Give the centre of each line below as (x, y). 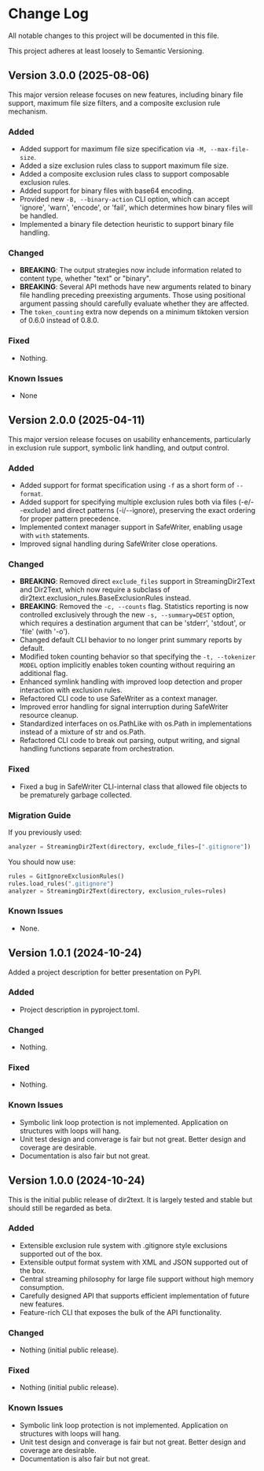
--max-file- (230, 150)
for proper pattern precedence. (70, 519)
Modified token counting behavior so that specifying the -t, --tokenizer (137, 657)
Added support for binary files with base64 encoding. (106, 191)
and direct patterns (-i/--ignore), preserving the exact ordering (154, 511)
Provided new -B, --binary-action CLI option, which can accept (125, 199)
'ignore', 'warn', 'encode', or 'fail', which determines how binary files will (136, 208)
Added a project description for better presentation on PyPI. (105, 972)
